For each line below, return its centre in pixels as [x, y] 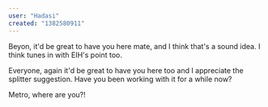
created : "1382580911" [47, 23]
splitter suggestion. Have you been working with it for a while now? [120, 79]
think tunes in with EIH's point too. [66, 55]
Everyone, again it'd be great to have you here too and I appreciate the [126, 70]
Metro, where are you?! [47, 94]
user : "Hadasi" [34, 16]
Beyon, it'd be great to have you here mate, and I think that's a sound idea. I [134, 46]
